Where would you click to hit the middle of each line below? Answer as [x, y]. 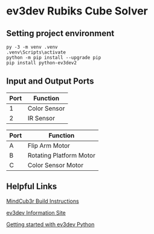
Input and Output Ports [50, 82]
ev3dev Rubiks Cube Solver [77, 11]
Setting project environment [60, 33]
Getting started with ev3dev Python [50, 224]
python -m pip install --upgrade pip [54, 58]
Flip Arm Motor [49, 146]
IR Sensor [41, 118]
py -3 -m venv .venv [32, 47]
